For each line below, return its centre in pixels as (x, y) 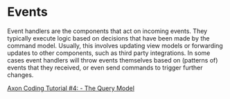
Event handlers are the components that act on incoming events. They (107, 31)
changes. (20, 75)
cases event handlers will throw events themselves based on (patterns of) (113, 60)
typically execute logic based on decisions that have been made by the (108, 38)
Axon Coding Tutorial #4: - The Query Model (71, 88)
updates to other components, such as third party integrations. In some (109, 53)
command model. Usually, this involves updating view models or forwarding (115, 45)
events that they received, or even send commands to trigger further (105, 67)
